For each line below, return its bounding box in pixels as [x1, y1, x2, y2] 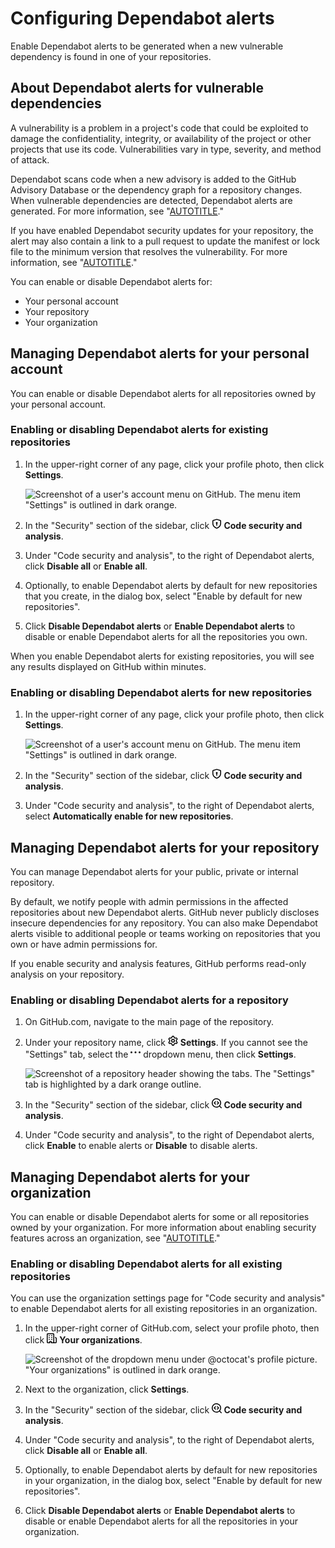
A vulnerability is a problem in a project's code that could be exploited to [10, 122, 309, 134]
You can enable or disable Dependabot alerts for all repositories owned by [10, 387, 317, 399]
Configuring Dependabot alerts [10, 7, 275, 30]
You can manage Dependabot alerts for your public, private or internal [10, 865, 299, 877]
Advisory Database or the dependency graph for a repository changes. [10, 183, 303, 196]
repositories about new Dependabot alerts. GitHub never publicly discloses [10, 906, 320, 918]
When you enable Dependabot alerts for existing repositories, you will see [10, 650, 315, 662]
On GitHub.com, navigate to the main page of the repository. [24, 1016, 274, 1028]
